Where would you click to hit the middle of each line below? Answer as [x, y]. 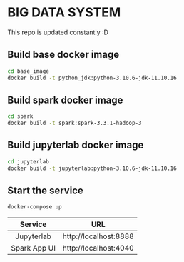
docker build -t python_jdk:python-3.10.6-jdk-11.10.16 [92, 78]
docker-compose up [35, 207]
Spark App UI [33, 248]
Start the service [45, 191]
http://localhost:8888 [98, 236]
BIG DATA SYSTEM [64, 12]
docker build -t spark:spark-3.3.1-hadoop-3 [75, 123]
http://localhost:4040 [98, 248]
